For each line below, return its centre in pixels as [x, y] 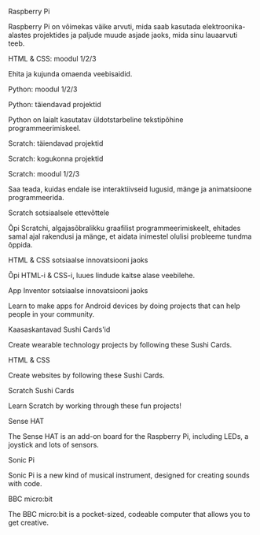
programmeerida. [36, 197]
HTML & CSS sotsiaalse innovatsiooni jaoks [78, 260]
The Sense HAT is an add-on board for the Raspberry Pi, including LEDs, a [128, 436]
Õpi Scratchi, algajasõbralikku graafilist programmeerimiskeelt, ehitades [125, 228]
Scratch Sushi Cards [41, 390]
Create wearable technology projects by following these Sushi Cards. [120, 345]
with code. [25, 483]
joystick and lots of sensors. [54, 445]
